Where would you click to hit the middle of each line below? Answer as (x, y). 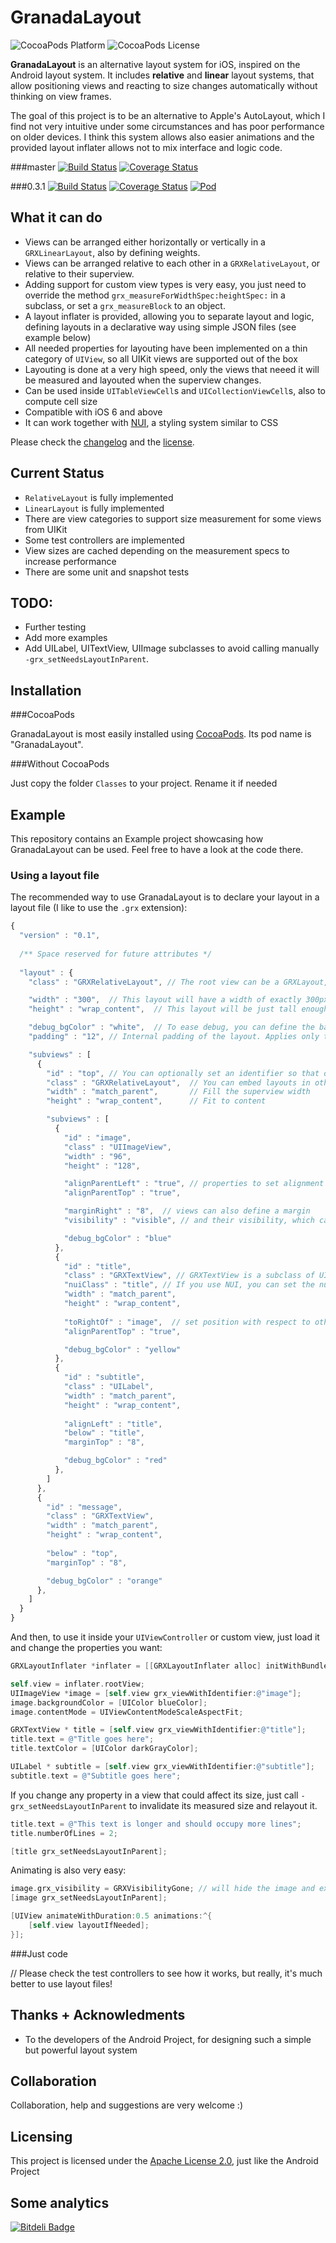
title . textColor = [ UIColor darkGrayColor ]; (104, 1749)
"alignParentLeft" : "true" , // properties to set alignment (194, 1184)
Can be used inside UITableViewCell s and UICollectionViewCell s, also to (175, 390)
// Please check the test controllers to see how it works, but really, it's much (166, 1973)
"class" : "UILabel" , (109, 1387)
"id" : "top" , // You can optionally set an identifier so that (183, 1073)
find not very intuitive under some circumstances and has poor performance (167, 126)
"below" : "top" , (82, 1553)
